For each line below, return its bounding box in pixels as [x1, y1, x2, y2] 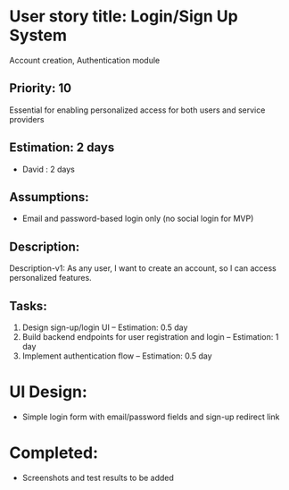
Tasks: [9, 298, 47, 314]
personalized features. [9, 273, 92, 283]
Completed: [9, 443, 99, 463]
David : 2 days [21, 164, 76, 174]
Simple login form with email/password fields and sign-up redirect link [21, 411, 280, 422]
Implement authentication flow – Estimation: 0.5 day [21, 351, 212, 361]
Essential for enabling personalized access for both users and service [9, 105, 266, 115]
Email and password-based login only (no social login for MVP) [21, 213, 254, 224]
